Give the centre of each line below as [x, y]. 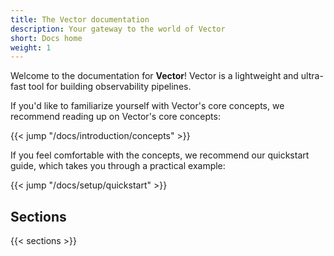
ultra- [312, 76]
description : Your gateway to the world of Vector [118, 29]
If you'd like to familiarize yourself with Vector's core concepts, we [147, 106]
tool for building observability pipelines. [110, 87]
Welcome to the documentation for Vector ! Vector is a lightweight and [154, 76]
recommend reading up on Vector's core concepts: [115, 117]
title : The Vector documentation [80, 19]
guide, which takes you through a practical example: [118, 166]
